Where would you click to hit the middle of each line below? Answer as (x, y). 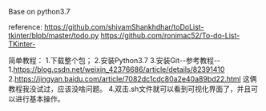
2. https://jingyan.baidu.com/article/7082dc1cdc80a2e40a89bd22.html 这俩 (133, 79)
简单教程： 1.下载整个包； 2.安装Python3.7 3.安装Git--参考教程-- (115, 60)
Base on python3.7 (39, 12)
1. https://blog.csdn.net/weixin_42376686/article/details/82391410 (117, 69)
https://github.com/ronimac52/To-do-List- (170, 36)
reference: (25, 27)
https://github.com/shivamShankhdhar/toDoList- (124, 27)
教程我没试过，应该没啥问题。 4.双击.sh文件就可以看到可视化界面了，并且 (130, 89)
